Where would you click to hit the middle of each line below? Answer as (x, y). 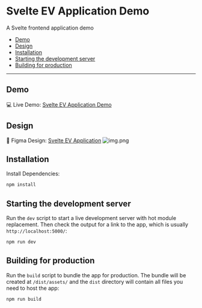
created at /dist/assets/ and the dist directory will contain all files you (95, 281)
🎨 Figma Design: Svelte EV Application (54, 140)
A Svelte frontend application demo (50, 28)
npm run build (24, 299)
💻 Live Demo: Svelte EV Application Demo (59, 104)
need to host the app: (33, 288)
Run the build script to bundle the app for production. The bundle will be (96, 275)
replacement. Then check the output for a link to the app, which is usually (97, 225)
